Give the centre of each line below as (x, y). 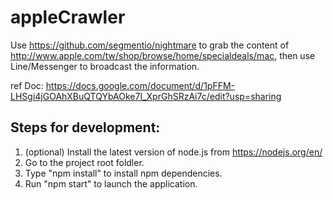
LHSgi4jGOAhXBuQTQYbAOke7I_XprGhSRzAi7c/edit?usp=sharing (146, 96)
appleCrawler (68, 17)
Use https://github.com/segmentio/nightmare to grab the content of (150, 45)
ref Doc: (27, 85)
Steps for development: (85, 127)
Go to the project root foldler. (84, 162)
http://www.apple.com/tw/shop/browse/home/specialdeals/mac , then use (163, 55)
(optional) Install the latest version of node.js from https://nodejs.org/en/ (173, 152)
